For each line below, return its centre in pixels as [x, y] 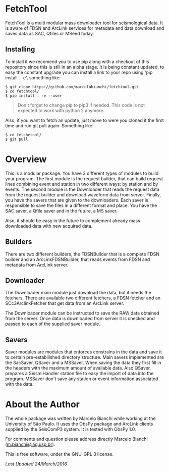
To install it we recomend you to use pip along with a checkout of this [77, 62]
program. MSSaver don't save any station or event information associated [82, 379]
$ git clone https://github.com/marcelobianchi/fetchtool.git [72, 87]
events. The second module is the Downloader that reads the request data [82, 189]
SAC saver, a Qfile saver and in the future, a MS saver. [61, 211]
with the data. [19, 384]
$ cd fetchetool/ [23, 135]
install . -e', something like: [33, 77]
